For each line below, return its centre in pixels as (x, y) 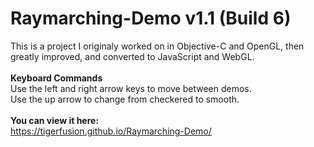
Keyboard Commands (56, 78)
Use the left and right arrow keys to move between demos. (131, 88)
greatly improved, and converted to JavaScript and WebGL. (132, 56)
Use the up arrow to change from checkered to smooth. (125, 99)
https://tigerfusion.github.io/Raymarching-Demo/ (111, 131)
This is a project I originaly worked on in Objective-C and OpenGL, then (157, 46)
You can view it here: (55, 120)
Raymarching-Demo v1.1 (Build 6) (151, 18)
